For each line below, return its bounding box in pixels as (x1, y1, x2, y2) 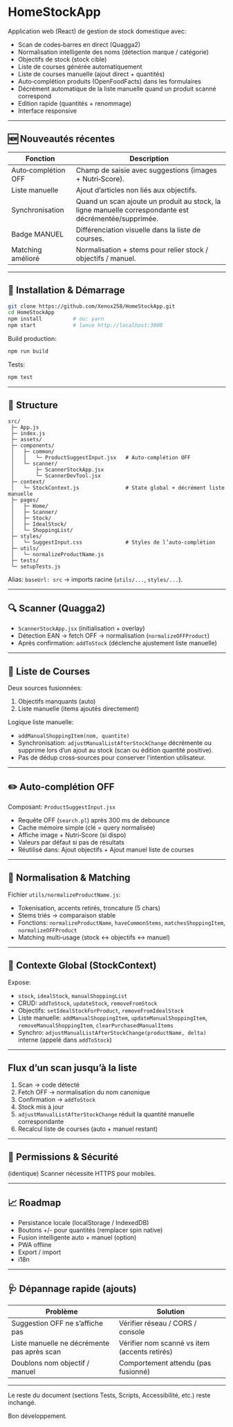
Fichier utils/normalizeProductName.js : (8, 890, 121, 899)
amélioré (11, 253, 40, 263)
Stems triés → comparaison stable (17, 911, 116, 919)
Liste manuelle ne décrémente (11, 1338, 110, 1347)
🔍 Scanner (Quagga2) (8, 602, 106, 614)
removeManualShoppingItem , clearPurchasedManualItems (17, 1021, 174, 1029)
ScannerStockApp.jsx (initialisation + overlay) (17, 624, 145, 633)
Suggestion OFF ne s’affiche (11, 1318, 103, 1328)
